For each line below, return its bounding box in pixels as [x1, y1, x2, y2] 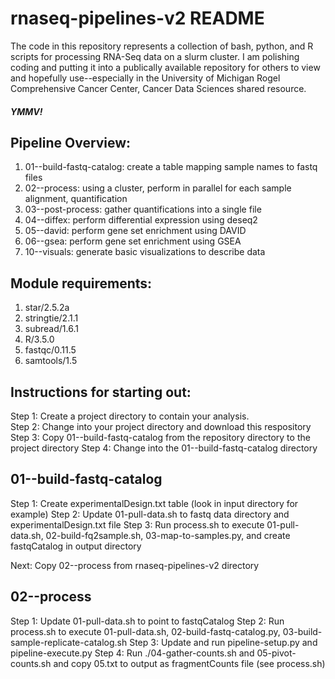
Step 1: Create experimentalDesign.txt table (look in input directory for [10, 497, 299, 509]
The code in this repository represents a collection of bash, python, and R [10, 40, 314, 52]
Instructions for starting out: [10, 383, 192, 401]
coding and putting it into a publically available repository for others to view [10, 61, 321, 73]
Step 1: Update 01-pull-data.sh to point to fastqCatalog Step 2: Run [10, 615, 285, 627]
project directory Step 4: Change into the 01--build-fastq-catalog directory [10, 442, 318, 454]
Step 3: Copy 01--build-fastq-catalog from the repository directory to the [10, 431, 311, 443]
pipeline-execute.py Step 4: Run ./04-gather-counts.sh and [10, 647, 255, 659]
